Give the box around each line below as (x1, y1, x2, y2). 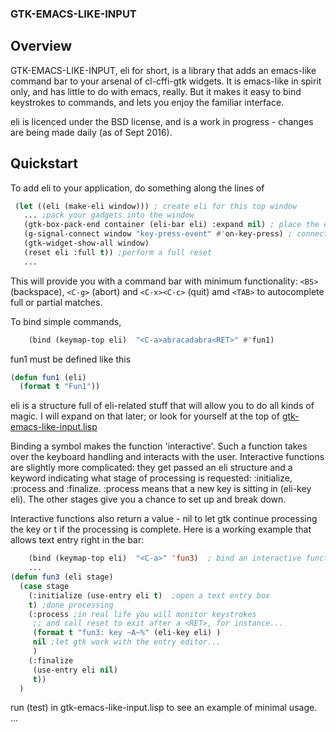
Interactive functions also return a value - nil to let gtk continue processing (10, 513, 318, 525)
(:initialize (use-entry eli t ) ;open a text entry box (28, 590, 271, 601)
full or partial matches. (10, 296, 103, 308)
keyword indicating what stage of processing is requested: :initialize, (10, 472, 293, 484)
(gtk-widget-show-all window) (23, 238, 150, 249)
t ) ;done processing (28, 600, 114, 610)
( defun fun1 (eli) (10, 372, 87, 382)
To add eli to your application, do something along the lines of (10, 182, 265, 194)
